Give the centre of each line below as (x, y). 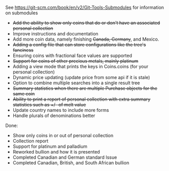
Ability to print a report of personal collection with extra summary (81, 99)
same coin (24, 94)
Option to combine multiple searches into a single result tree (76, 83)
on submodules (22, 13)
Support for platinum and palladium (50, 146)
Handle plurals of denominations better (54, 116)
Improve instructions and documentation (56, 34)
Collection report (30, 141)
